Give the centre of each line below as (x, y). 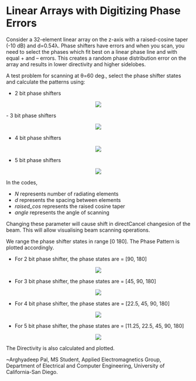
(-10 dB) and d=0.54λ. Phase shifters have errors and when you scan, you (95, 46)
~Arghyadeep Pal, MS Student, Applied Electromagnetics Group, (84, 359)
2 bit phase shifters (38, 93)
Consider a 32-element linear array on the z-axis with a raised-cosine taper (97, 39)
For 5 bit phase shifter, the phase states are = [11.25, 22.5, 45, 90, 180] (99, 325)
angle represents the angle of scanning (62, 212)
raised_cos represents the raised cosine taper (70, 206)
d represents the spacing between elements (68, 200)
